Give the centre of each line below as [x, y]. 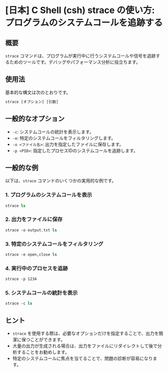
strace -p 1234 [21, 279]
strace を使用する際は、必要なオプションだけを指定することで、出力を [86, 333]
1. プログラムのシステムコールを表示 [49, 195]
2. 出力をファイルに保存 [34, 219]
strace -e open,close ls [31, 254]
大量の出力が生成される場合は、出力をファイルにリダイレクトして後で [85, 345]
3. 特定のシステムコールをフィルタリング [54, 244]
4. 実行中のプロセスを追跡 [37, 268]
